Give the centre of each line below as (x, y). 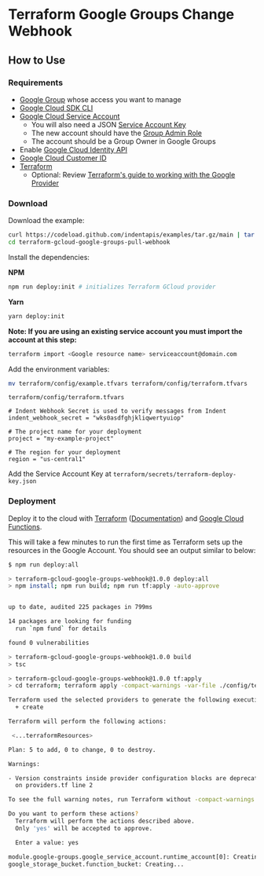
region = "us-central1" (47, 460)
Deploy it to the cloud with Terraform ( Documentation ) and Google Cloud (126, 518)
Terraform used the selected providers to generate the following (119, 700)
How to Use (37, 60)
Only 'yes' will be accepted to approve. (84, 828)
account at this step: (42, 339)
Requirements (36, 82)
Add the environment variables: (59, 369)
